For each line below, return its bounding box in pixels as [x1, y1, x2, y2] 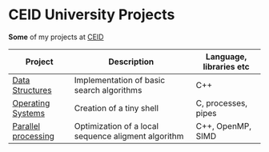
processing [12, 130, 54, 142]
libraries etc [203, 61, 250, 72]
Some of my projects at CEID [8, 32, 104, 42]
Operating [12, 98, 50, 109]
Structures [12, 84, 52, 95]
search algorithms [74, 84, 143, 95]
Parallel [12, 120, 41, 131]
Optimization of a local [74, 120, 159, 131]
